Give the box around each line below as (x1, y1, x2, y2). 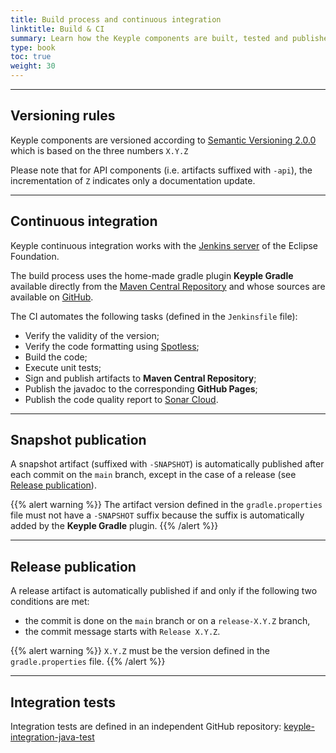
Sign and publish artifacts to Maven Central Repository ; (24, 372, 257, 384)
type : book (10, 42, 56, 53)
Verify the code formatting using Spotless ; (24, 340, 200, 352)
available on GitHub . (10, 291, 94, 303)
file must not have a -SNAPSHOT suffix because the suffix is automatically (10, 509, 305, 521)
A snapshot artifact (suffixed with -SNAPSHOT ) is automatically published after (10, 458, 325, 470)
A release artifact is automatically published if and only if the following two (10, 585, 318, 597)
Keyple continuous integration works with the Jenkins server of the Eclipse (10, 239, 319, 251)
